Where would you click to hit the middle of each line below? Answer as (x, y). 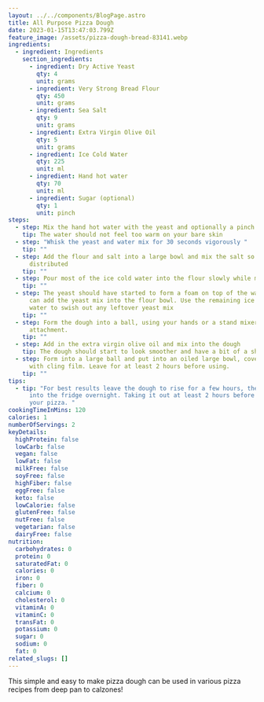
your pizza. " (52, 403)
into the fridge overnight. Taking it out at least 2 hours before (142, 395)
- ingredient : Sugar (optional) (82, 198)
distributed (48, 264)
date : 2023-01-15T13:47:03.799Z (61, 30)
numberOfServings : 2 (42, 425)
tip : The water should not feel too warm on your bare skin (123, 235)
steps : (19, 220)
